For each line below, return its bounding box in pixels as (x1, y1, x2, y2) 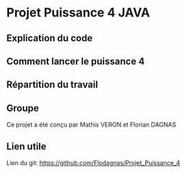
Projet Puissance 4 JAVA (6, 5, 150, 21)
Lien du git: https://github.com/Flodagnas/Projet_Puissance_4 (6, 158, 181, 166)
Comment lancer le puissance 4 (6, 55, 145, 67)
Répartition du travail (6, 79, 99, 91)
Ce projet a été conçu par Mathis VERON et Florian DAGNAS (6, 120, 176, 129)
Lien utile (6, 140, 47, 152)
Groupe (6, 102, 39, 114)
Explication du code (6, 32, 93, 44)
